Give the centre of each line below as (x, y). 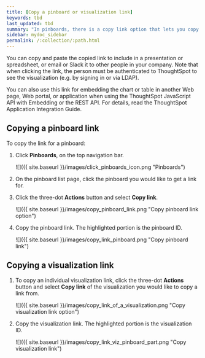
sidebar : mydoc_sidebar (37, 35)
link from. (27, 293)
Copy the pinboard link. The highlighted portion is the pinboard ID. (99, 227)
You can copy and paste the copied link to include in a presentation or (95, 58)
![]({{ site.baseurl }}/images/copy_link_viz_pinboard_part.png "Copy (101, 342)
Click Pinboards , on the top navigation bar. (69, 155)
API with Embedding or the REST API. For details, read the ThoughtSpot (97, 103)
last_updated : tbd (30, 23)
